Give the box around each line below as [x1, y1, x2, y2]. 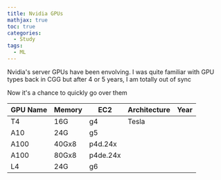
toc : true [7, 23, 36, 30]
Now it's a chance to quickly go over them [7, 88, 128, 97]
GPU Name [10, 105, 47, 114]
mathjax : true [7, 17, 48, 24]
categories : [7, 29, 42, 37]
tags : [7, 42, 23, 49]
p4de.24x [89, 150, 121, 160]
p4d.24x [89, 139, 117, 149]
